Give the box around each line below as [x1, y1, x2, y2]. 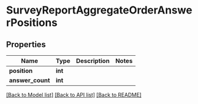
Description [76, 57, 110, 65]
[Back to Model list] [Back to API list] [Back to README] [6, 92, 142, 98]
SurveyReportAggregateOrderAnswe [6, 4, 193, 17]
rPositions [6, 16, 58, 29]
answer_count [9, 76, 50, 84]
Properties [6, 39, 46, 49]
